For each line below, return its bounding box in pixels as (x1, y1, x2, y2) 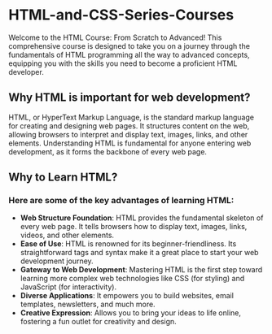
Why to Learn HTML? (8, 171, 118, 184)
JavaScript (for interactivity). (20, 282, 116, 292)
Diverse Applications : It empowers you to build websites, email (20, 291, 235, 301)
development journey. (20, 256, 94, 266)
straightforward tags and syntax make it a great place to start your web (20, 248, 259, 258)
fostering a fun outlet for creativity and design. (20, 317, 177, 327)
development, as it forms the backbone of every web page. (8, 146, 208, 156)
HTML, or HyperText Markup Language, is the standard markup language (8, 112, 255, 122)
